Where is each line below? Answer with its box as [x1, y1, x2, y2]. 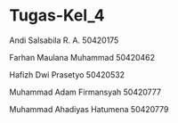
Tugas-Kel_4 [9, 5, 105, 26]
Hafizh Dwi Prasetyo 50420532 [9, 69, 125, 80]
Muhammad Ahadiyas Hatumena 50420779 [9, 103, 169, 114]
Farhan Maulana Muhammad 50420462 [9, 52, 156, 62]
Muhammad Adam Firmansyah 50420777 [9, 86, 162, 97]
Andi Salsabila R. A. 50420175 [9, 35, 119, 45]
